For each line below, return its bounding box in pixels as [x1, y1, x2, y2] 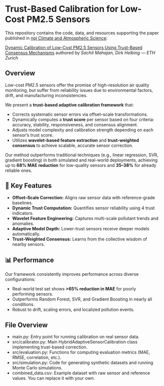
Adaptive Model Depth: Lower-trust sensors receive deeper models [12, 225, 150, 231]
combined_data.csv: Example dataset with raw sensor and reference [12, 370, 150, 376]
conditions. [12, 302, 35, 307]
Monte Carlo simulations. [12, 365, 62, 371]
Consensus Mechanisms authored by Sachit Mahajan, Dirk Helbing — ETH [5, 50, 155, 56]
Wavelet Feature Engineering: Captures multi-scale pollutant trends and [12, 215, 159, 221]
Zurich [5, 55, 19, 61]
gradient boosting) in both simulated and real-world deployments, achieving [5, 157, 158, 163]
